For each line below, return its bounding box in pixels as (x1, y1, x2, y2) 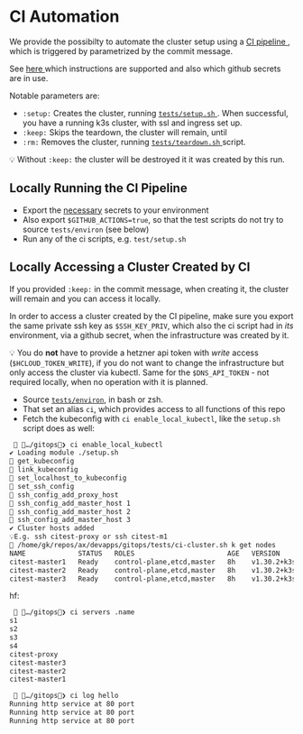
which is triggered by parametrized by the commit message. (9, 45, 234, 56)
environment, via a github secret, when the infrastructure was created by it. (9, 329, 289, 340)
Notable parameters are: (9, 90, 100, 101)
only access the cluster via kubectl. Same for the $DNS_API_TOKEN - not (9, 367, 270, 378)
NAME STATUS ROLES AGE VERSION (9, 548, 280, 558)
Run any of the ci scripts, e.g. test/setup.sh (22, 233, 187, 244)
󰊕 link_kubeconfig (9, 465, 78, 474)
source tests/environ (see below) (22, 224, 150, 234)
